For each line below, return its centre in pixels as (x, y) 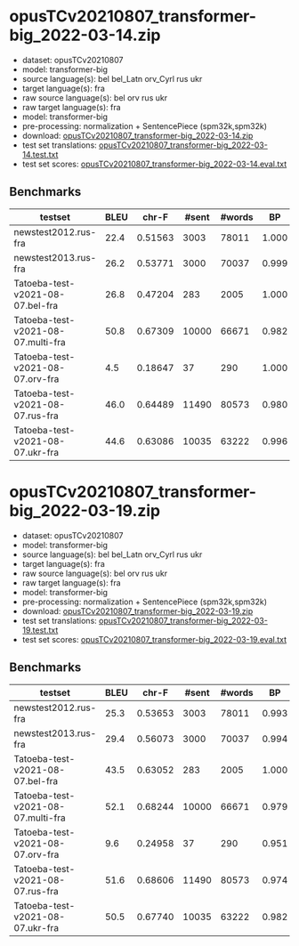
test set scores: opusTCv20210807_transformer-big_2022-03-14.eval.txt (154, 164)
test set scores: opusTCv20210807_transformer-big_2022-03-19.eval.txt (154, 639)
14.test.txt (40, 154)
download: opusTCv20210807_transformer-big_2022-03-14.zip (137, 135)
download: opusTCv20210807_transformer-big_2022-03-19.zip (137, 610)
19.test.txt (40, 630)
